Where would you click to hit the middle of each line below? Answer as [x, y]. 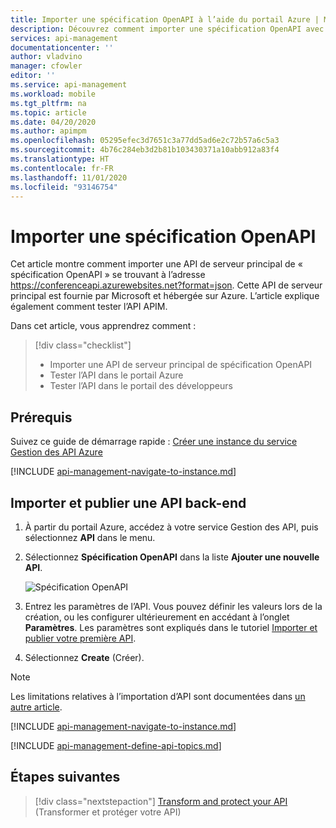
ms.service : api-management [69, 85]
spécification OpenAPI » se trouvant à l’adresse [108, 275]
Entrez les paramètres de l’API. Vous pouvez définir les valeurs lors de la [173, 606]
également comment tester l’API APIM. [89, 307]
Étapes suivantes [65, 777]
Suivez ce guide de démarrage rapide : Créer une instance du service [154, 442]
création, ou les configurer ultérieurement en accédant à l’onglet [157, 617]
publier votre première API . [80, 638]
